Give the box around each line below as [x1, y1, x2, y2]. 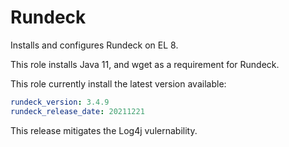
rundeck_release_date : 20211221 [10, 106, 145, 116]
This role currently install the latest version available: [10, 77, 227, 90]
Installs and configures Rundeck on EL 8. [10, 39, 179, 51]
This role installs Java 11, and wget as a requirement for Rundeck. [10, 58, 280, 70]
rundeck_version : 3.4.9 [10, 97, 110, 107]
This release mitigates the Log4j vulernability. [10, 124, 198, 136]
